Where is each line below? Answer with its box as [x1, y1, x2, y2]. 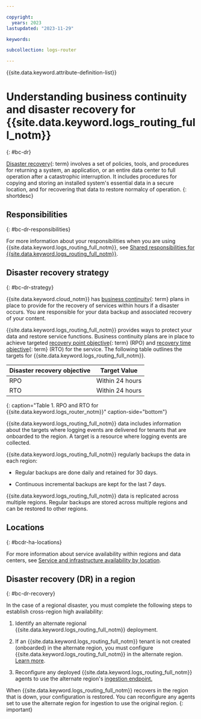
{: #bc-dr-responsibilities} [6, 226, 71, 233]
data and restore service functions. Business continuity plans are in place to [6, 332, 194, 340]
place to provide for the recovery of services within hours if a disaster [6, 302, 179, 309]
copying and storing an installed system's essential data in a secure [6, 179, 175, 187]
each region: [6, 457, 38, 464]
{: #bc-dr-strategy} [6, 283, 54, 291]
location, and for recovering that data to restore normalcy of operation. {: [6, 186, 187, 193]
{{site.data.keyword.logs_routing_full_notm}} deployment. [14, 626, 158, 633]
